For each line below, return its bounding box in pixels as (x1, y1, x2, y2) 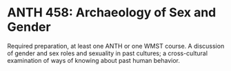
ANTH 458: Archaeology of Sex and (7, 5, 217, 20)
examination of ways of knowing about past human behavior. (7, 56, 181, 64)
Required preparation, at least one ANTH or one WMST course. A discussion (7, 42, 225, 50)
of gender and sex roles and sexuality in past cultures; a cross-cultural (7, 49, 208, 57)
